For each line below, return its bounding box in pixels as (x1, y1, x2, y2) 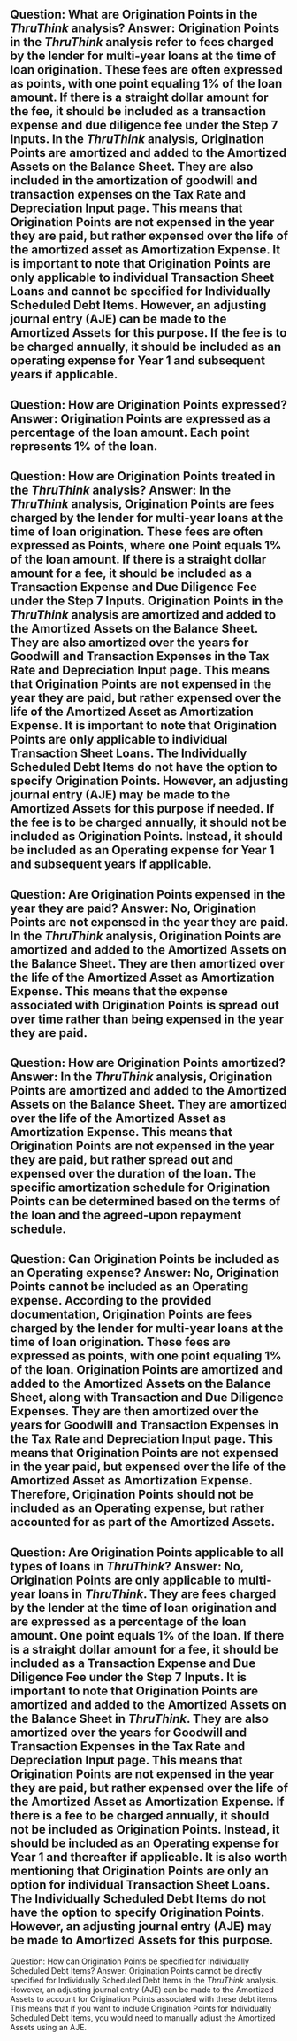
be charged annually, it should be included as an (10, 339, 282, 354)
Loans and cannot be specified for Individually (10, 284, 271, 300)
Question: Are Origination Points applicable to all (10, 1545, 284, 1560)
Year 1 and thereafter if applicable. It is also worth (10, 1850, 288, 1865)
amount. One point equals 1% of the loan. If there (10, 1628, 285, 1643)
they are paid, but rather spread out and (10, 1152, 233, 1167)
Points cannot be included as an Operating (10, 1280, 249, 1295)
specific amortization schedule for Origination (10, 1180, 270, 1195)
